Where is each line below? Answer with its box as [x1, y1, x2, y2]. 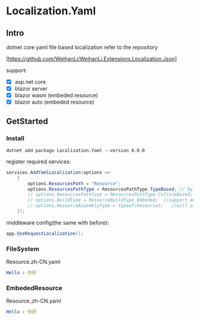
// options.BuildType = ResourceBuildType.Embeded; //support [27, 197, 187, 203]
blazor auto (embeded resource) [14, 98, 95, 105]
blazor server [14, 85, 48, 92]
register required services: [6, 158, 71, 165]
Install [6, 134, 25, 142]
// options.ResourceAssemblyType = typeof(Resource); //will [27, 203, 187, 209]
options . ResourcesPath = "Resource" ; [27, 181, 121, 187]
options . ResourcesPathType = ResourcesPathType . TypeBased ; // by [27, 186, 193, 192]
